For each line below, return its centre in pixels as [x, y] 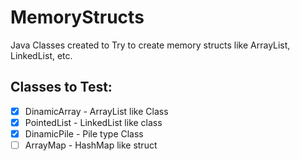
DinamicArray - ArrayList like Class [96, 111]
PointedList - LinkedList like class [93, 122]
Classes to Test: [61, 87]
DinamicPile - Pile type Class [84, 133]
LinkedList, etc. [41, 55]
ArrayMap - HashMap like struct [91, 145]
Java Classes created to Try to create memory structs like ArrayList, [150, 45]
